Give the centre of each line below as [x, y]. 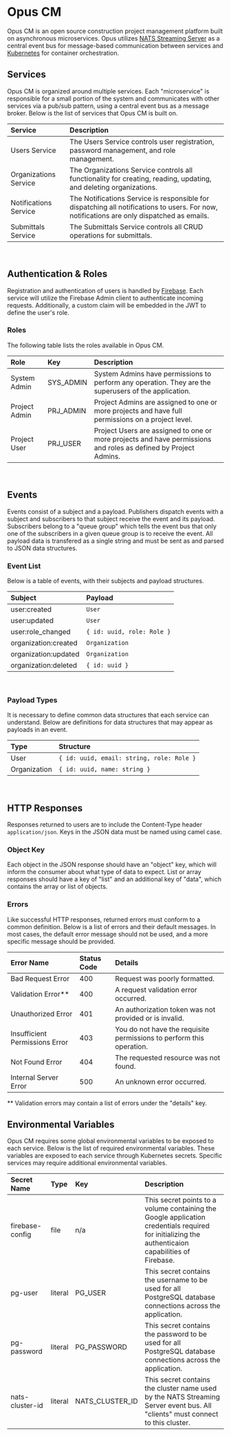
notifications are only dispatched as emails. [140, 215]
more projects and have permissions [153, 439]
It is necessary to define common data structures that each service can [108, 715]
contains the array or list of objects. [57, 886]
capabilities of [167, 1252]
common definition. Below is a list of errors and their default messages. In [112, 926]
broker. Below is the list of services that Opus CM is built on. [92, 113]
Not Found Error [36, 1062]
